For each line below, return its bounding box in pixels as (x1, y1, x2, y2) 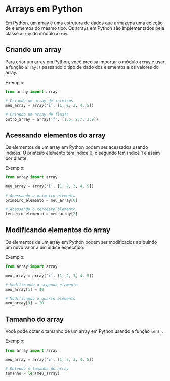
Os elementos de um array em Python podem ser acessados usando (5, 144, 148, 150)
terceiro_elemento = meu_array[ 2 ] (5, 211, 78, 217)
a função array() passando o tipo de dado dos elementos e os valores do (5, 64, 159, 70)
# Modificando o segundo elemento (5, 282, 78, 287)
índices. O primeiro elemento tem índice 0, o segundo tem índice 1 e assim (5, 149, 160, 156)
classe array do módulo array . (5, 30, 69, 36)
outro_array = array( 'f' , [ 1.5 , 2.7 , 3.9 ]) (5, 117, 99, 122)
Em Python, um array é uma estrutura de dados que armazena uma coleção (5, 20, 163, 26)
